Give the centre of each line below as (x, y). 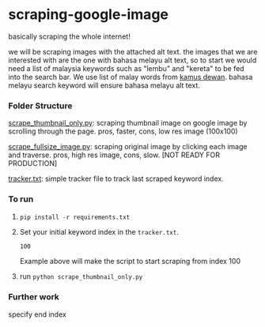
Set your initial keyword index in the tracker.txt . (99, 231)
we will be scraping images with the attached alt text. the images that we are (133, 51)
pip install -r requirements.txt (75, 217)
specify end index (38, 314)
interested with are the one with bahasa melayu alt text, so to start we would (132, 60)
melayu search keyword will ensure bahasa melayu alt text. (104, 85)
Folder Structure (40, 106)
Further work (34, 297)
